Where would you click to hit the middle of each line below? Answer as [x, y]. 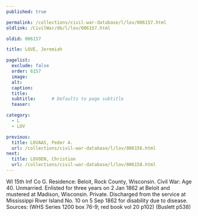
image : [20, 77]
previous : [18, 137]
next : [13, 154]
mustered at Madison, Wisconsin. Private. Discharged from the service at [96, 194]
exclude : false [30, 66]
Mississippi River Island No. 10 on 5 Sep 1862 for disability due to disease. [97, 201]
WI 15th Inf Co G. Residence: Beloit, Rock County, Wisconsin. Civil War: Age [99, 181]
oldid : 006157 [24, 39]
